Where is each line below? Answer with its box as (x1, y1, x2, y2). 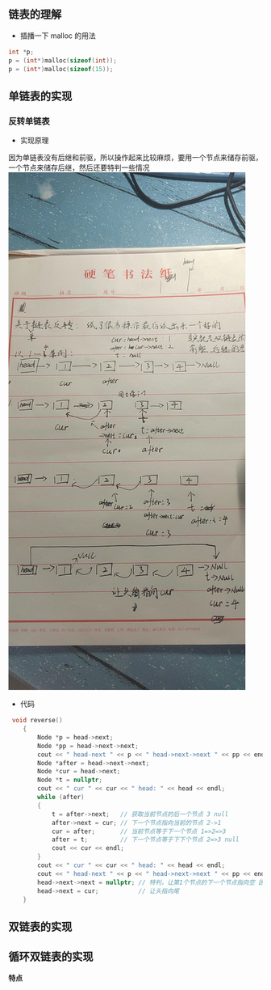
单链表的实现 (8, 89, 73, 103)
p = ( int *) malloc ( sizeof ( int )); (8, 56, 117, 65)
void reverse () (11, 717, 63, 725)
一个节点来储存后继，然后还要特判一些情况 (8, 163, 150, 172)
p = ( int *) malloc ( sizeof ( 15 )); (8, 65, 114, 73)
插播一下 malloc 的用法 (19, 31, 96, 40)
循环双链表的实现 (8, 950, 94, 964)
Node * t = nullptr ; (37, 776, 103, 785)
